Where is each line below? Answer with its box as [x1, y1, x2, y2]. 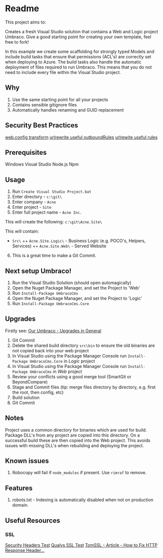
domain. [12, 502, 29, 508]
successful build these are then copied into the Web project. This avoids [5, 437, 150, 443]
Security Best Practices [5, 121, 79, 130]
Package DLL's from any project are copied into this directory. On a [5, 432, 140, 438]
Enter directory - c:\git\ [12, 194, 62, 200]
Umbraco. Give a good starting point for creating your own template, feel [5, 34, 151, 40]
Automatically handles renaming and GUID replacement [12, 107, 124, 113]
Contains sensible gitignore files [12, 101, 77, 108]
